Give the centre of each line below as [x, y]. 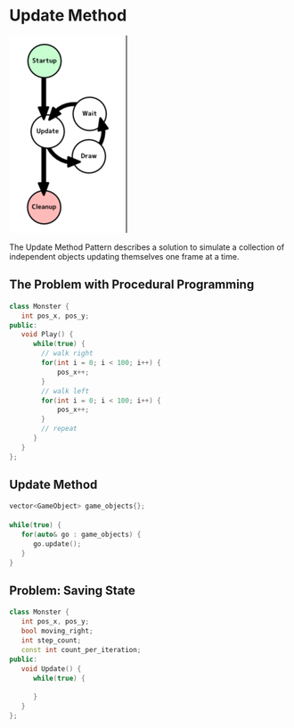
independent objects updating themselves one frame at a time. [124, 256]
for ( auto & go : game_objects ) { [81, 535]
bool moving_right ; [57, 631]
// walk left [65, 391]
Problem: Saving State [73, 590]
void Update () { [51, 669]
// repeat [59, 429]
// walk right [67, 353]
